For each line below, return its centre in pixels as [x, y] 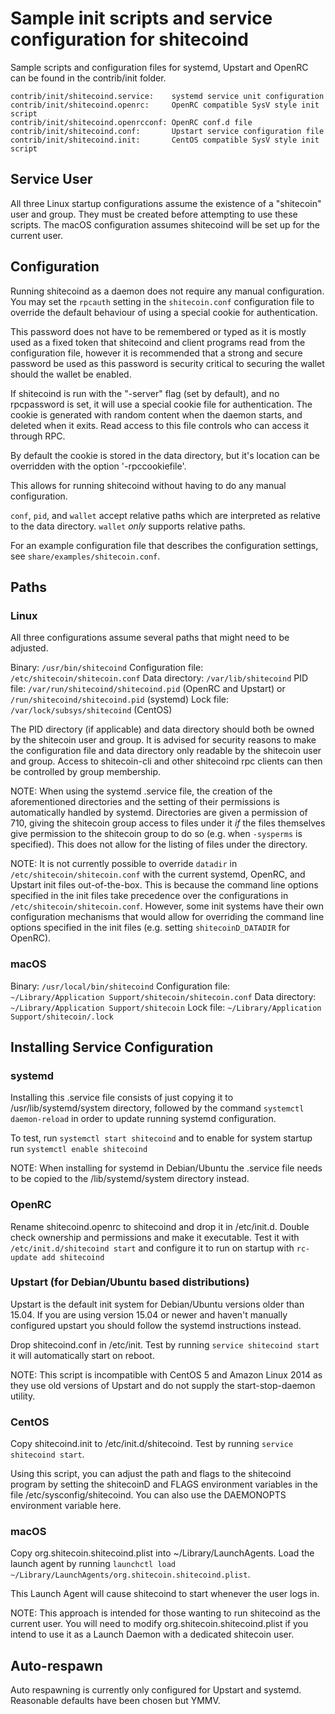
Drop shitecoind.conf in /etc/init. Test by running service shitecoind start [165, 1344]
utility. [23, 1396]
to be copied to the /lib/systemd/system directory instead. [130, 1179]
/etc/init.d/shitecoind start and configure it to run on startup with [152, 1248]
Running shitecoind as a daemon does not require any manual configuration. [167, 291]
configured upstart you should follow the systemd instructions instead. [156, 1325]
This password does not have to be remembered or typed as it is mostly [158, 331]
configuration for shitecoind [129, 39]
